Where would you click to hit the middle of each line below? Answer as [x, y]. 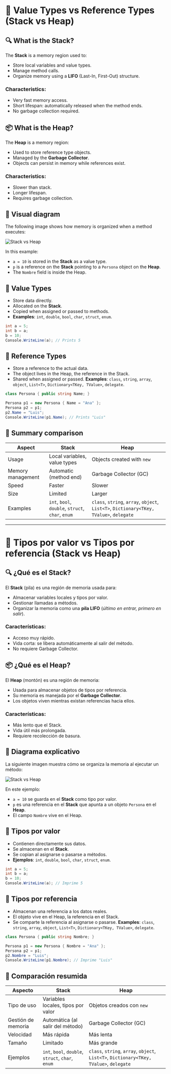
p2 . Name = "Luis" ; [25, 412]
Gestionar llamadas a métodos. [45, 603]
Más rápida [56, 1035]
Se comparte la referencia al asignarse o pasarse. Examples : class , [83, 922]
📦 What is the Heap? [39, 127]
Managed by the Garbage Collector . [51, 158]
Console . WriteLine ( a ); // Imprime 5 [44, 883]
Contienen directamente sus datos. [49, 844]
